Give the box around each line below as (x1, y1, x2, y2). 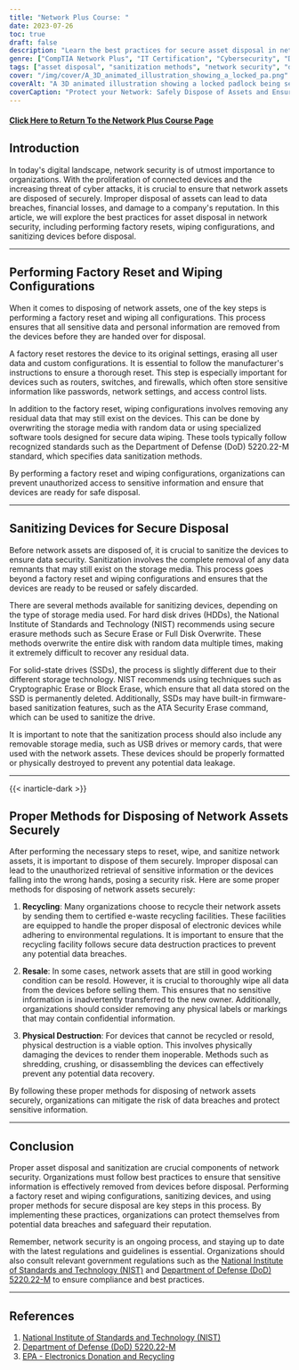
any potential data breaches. (21, 949, 127, 959)
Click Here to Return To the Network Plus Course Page (9, 115, 214, 126)
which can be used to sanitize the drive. (9, 712, 156, 722)
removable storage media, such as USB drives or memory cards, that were (9, 738, 283, 749)
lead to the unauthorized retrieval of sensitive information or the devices (9, 865, 274, 876)
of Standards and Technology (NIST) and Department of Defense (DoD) (9, 1265, 272, 1276)
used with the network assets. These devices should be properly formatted (9, 747, 285, 758)
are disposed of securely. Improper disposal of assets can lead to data (9, 192, 268, 203)
